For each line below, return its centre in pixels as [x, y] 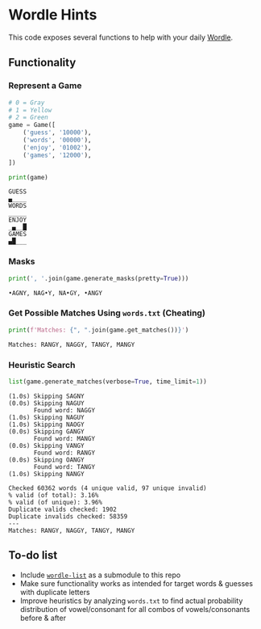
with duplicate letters [55, 592]
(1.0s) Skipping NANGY [46, 474]
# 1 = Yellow [30, 110]
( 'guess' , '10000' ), [57, 133]
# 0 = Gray [27, 103]
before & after [43, 618]
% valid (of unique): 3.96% [56, 502]
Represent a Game [45, 86]
